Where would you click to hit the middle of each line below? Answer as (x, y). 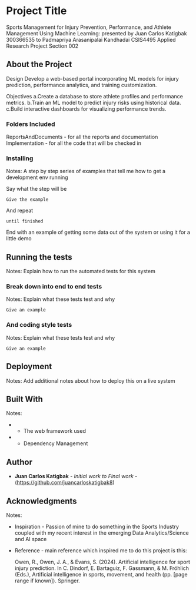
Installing (20, 158)
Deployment (29, 367)
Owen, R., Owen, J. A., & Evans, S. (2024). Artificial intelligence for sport (102, 562)
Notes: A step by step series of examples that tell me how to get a (86, 171)
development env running (37, 177)
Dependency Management (56, 443)
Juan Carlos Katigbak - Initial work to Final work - (76, 476)
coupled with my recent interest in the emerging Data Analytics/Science (102, 533)
